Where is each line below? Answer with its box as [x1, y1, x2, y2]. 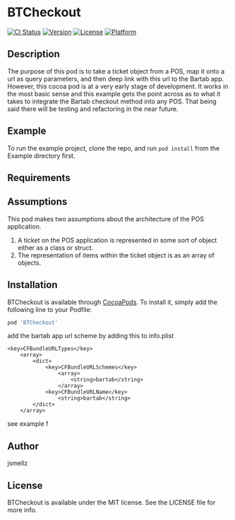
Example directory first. [7, 151, 76, 160]
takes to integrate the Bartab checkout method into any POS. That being [7, 97, 217, 105]
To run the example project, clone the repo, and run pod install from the [7, 144, 220, 152]
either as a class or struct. [17, 243, 94, 252]
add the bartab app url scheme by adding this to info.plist [7, 332, 174, 340]
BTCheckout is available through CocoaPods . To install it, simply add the [7, 298, 217, 306]
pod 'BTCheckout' [7, 319, 59, 326]
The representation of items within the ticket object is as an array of [17, 250, 215, 259]
